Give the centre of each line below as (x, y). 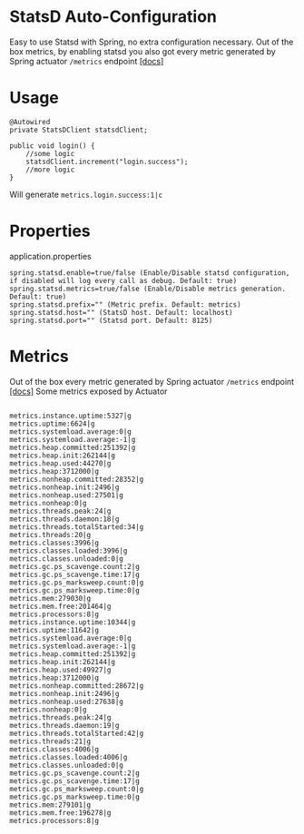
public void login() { (52, 146)
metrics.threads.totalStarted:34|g (77, 527)
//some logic (50, 153)
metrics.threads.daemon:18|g (64, 519)
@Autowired (30, 122)
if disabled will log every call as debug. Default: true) (123, 280)
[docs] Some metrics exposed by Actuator (88, 391)
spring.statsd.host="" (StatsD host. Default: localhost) (121, 312)
